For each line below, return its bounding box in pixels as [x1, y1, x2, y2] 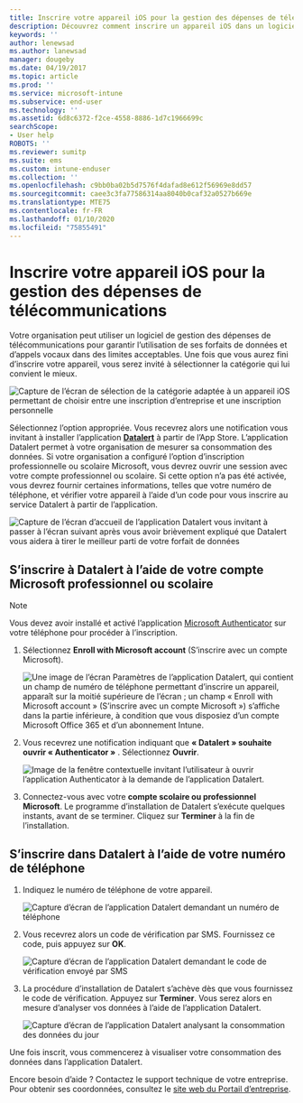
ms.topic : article [9, 72, 78, 81]
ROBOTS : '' [9, 139, 50, 148]
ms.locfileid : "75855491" [9, 223, 106, 232]
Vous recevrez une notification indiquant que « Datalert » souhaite [22, 737, 272, 748]
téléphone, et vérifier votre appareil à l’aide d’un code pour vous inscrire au [9, 489, 289, 501]
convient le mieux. [9, 368, 78, 379]
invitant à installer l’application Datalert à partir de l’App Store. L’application [9, 432, 289, 443]
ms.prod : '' [9, 80, 54, 89]
